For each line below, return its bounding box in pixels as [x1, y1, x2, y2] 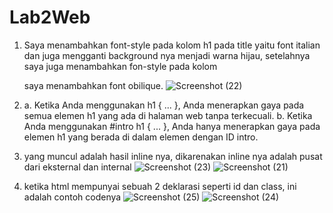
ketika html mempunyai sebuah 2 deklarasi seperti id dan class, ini [23, 180, 297, 192]
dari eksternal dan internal [23, 161, 132, 173]
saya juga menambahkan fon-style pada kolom [23, 60, 218, 72]
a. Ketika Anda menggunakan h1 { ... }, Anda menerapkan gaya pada [23, 99, 305, 111]
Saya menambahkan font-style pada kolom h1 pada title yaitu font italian [23, 39, 321, 51]
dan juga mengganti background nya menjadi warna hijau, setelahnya [23, 49, 311, 61]
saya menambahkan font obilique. [23, 79, 164, 91]
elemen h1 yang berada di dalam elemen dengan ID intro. [23, 131, 259, 143]
